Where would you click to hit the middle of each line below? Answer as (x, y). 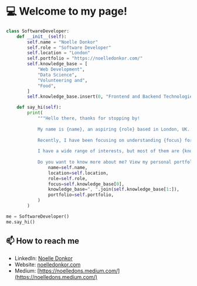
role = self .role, (68, 178)
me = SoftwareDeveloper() (38, 216)
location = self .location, (78, 173)
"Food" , (47, 86)
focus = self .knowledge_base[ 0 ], (86, 184)
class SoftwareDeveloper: (38, 31)
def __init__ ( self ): (42, 36)
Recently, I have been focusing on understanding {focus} (110, 140)
